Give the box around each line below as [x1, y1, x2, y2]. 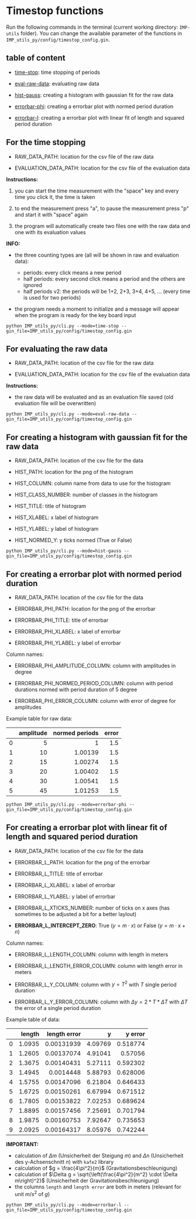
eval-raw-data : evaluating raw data [14, 80, 99, 87]
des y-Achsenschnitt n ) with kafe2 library [14, 1159, 114, 1166]
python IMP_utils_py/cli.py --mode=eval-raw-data [6, 411, 130, 417]
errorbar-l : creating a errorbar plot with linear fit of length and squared [14, 114, 184, 121]
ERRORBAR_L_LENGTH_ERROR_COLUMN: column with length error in [14, 962, 183, 969]
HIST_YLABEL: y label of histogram [14, 526, 99, 533]
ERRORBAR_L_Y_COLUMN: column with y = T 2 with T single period [14, 979, 177, 988]
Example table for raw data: [6, 715, 73, 722]
